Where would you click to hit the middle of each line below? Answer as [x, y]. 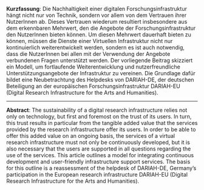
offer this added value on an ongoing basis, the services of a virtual [90, 136]
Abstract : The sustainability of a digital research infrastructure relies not [97, 110]
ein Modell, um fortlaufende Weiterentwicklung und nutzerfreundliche [93, 67]
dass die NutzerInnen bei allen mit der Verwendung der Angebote [88, 54]
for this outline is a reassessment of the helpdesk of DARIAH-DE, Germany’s [101, 168]
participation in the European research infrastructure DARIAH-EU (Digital [97, 175]
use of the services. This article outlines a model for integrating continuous [100, 155]
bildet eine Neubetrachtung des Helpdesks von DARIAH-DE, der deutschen [100, 80]
